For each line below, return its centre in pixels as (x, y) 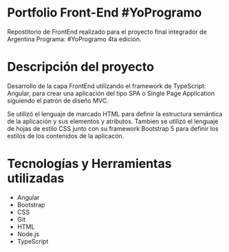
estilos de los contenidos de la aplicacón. (66, 136)
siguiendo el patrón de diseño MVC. (58, 101)
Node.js (28, 234)
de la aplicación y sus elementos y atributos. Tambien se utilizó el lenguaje (113, 121)
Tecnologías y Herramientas (89, 164)
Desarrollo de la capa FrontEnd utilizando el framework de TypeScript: (107, 86)
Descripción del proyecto (81, 67)
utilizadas (36, 179)
